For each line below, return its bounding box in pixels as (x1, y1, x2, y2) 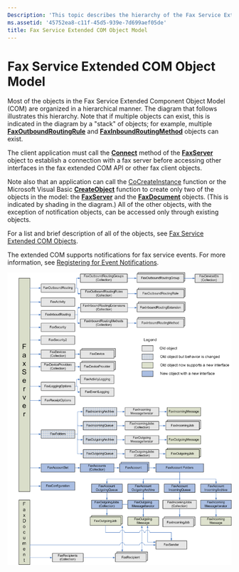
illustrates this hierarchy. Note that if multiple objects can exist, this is (7, 112, 211, 121)
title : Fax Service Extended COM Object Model (7, 26, 148, 34)
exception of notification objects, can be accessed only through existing (7, 208, 219, 217)
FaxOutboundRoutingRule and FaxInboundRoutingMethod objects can (7, 127, 219, 136)
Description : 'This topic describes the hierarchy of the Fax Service (7, 11, 221, 19)
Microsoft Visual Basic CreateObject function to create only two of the (7, 185, 215, 194)
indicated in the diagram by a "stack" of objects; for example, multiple (7, 120, 212, 128)
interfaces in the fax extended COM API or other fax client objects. (7, 164, 203, 173)
